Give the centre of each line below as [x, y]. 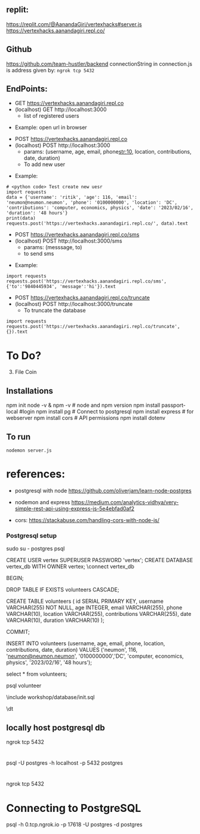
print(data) [21, 218]
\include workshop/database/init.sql [50, 697]
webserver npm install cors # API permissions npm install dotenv [86, 418]
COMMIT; [18, 632]
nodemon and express [42, 502]
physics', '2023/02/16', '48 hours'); [49, 663]
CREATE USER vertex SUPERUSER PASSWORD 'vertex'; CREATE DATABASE [100, 560]
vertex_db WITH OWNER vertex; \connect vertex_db [70, 566]
